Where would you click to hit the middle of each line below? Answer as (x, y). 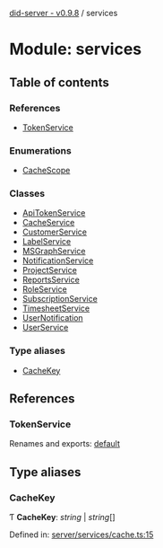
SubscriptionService (60, 299)
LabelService (47, 242)
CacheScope (46, 171)
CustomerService (55, 232)
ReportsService (51, 280)
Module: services (76, 49)
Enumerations (40, 150)
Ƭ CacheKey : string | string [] (62, 517)
